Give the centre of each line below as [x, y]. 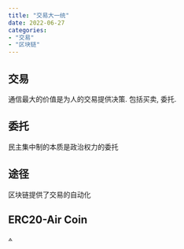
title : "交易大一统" [39, 15]
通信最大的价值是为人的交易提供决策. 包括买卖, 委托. [92, 98]
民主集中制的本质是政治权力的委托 [63, 147]
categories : [28, 30]
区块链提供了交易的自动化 [50, 195]
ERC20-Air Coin [48, 219]
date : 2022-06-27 [37, 23]
